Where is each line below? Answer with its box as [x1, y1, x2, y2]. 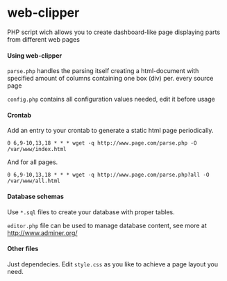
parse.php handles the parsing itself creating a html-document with [7, 67, 199, 75]
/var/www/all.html [7, 177, 60, 185]
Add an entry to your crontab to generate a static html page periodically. [7, 127, 214, 135]
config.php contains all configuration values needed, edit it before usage [7, 95, 215, 104]
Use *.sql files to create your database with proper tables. [7, 207, 175, 216]
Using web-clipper [7, 51, 62, 60]
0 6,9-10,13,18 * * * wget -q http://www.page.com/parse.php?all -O [7, 172, 210, 179]
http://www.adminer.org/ [7, 228, 78, 237]
